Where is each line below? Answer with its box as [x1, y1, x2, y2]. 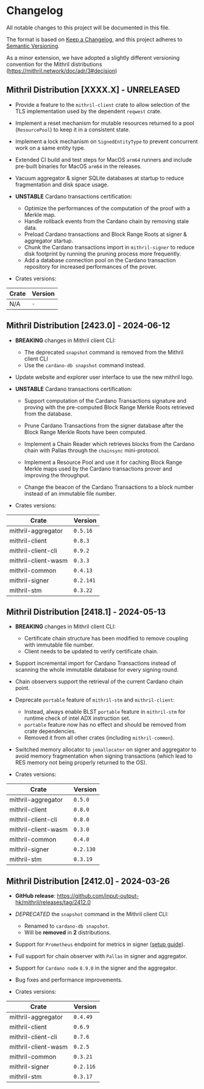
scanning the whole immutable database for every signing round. [15, 666, 178, 673]
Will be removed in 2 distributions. [24, 929, 111, 936]
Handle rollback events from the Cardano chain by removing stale [24, 218, 189, 225]
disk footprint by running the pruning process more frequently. [24, 250, 181, 257]
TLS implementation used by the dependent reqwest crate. [15, 108, 162, 115]
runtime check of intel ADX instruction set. [24, 714, 131, 722]
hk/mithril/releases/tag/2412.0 [15, 899, 91, 906]
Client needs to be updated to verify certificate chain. [24, 648, 158, 655]
